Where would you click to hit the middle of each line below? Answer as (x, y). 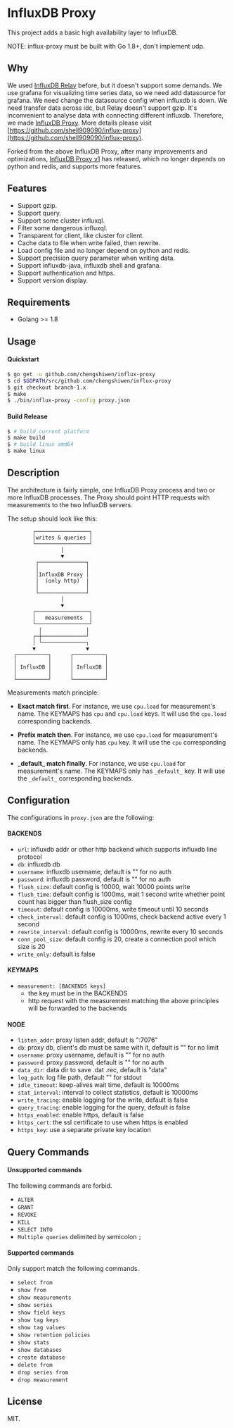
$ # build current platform (48, 431)
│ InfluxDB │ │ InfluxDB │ (61, 667)
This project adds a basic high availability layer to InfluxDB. (92, 32)
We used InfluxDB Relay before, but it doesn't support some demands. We (115, 85)
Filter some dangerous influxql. (62, 228)
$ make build (26, 438)
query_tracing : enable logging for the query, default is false (104, 1107)
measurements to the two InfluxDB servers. (70, 504)
